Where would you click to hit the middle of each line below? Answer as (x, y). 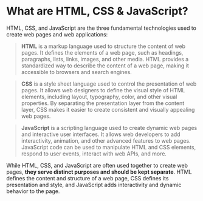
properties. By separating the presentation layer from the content (103, 103)
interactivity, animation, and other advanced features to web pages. (106, 140)
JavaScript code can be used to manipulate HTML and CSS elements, (108, 147)
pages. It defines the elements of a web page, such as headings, (102, 52)
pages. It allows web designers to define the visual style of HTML (103, 90)
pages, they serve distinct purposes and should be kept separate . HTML (99, 172)
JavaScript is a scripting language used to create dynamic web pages (109, 128)
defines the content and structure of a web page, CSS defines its (88, 178)
